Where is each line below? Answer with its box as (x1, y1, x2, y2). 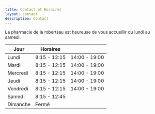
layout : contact (5, 12, 38, 16)
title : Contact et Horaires (5, 7, 62, 12)
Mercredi (7, 70, 28, 76)
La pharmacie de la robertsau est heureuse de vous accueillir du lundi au (5, 29, 150, 35)
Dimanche (7, 101, 31, 108)
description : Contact (5, 16, 49, 21)
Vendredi (7, 85, 28, 92)
